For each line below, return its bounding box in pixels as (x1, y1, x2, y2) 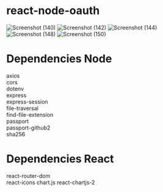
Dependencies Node (6, 52, 112, 66)
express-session (6, 98, 48, 105)
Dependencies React (6, 152, 114, 166)
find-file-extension (6, 111, 54, 118)
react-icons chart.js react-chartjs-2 (6, 179, 95, 186)
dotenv (6, 85, 24, 92)
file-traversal (6, 105, 38, 112)
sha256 (6, 130, 26, 138)
